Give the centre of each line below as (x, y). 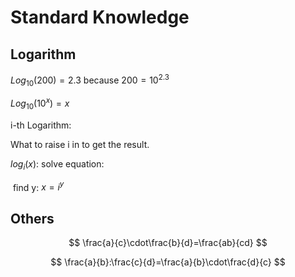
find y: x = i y (38, 186)
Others (32, 218)
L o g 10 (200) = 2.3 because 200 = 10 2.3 (90, 80)
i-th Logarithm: (41, 125)
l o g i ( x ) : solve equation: (57, 164)
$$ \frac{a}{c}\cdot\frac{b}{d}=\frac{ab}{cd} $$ (168, 243)
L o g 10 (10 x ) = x (40, 103)
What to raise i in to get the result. (80, 144)
